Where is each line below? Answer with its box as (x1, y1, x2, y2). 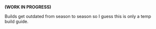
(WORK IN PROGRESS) (4, 4, 52, 10)
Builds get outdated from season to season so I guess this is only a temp (4, 14, 152, 19)
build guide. (4, 19, 29, 24)
